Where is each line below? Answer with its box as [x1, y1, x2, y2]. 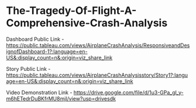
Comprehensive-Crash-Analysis [6, 16, 168, 30]
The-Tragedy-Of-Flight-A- [6, 4, 137, 17]
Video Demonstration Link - [6, 89, 73, 96]
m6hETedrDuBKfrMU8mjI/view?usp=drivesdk [6, 95, 116, 102]
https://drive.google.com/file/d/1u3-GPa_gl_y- [73, 89, 184, 96]
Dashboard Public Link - [6, 35, 64, 42]
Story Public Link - [6, 65, 51, 72]
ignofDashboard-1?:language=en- [6, 48, 88, 55]
